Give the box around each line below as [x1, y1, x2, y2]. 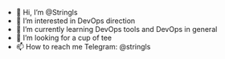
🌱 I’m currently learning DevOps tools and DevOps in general [15, 25, 218, 33]
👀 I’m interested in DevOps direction [15, 16, 136, 26]
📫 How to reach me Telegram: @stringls [15, 42, 151, 51]
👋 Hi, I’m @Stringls [15, 8, 78, 17]
